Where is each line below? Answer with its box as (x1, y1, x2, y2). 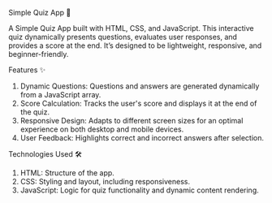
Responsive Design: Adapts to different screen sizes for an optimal (19, 116, 244, 125)
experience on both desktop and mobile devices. (19, 124, 184, 134)
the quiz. (19, 107, 50, 117)
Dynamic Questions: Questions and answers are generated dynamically (19, 81, 260, 91)
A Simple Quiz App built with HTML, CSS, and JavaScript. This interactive (8, 24, 254, 32)
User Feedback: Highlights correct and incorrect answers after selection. (19, 133, 265, 142)
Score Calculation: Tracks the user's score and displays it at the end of (19, 98, 257, 108)
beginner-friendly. (8, 50, 69, 58)
